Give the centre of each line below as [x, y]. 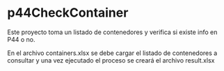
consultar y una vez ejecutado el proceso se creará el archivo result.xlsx [111, 60]
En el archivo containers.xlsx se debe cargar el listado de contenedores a [112, 53]
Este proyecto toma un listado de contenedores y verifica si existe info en [112, 32]
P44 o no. [21, 39]
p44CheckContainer [68, 13]
